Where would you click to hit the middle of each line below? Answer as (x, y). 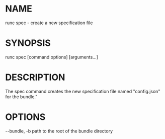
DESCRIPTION (35, 77)
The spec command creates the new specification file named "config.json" (83, 91)
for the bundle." (21, 97)
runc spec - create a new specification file (49, 23)
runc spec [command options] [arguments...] (52, 57)
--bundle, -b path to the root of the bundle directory (59, 131)
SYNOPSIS (28, 43)
